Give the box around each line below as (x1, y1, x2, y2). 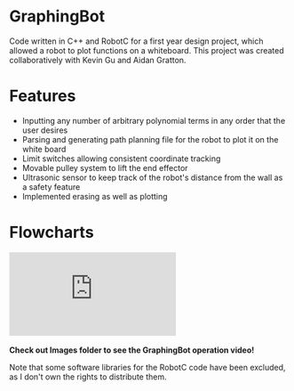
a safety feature (21, 181, 81, 192)
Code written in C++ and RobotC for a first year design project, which (9, 36, 264, 46)
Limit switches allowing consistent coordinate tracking (21, 153, 221, 164)
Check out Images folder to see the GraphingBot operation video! (9, 345, 255, 355)
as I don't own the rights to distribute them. (9, 371, 167, 382)
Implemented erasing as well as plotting (21, 191, 168, 201)
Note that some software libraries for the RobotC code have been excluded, (9, 362, 286, 372)
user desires (21, 125, 68, 135)
